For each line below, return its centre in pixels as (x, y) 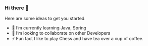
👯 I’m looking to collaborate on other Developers (61, 33)
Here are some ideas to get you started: (45, 19)
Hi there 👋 (17, 8)
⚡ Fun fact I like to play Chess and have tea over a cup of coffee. (78, 39)
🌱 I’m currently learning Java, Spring (49, 28)
